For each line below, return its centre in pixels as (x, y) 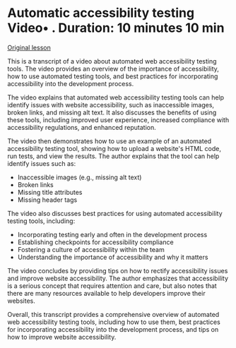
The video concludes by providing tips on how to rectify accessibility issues (118, 270)
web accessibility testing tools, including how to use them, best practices (114, 322)
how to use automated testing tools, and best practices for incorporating (113, 76)
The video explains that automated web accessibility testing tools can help (116, 97)
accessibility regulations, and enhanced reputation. (82, 127)
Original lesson (29, 47)
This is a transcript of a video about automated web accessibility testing (112, 61)
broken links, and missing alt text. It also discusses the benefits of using (112, 112)
